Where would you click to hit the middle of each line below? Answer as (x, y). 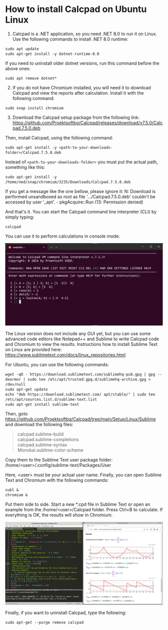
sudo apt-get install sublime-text (42, 404)
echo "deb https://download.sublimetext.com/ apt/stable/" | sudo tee (80, 394)
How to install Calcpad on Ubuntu (76, 9)
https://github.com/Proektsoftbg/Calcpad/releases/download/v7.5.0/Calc (87, 123)
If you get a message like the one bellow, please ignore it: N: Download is (80, 191)
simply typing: (20, 217)
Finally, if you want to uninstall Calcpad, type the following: (66, 612)
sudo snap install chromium (34, 108)
